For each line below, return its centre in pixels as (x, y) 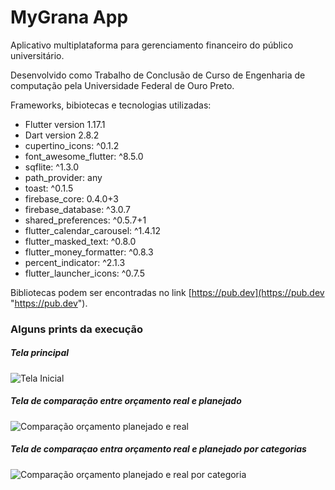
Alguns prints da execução (77, 329)
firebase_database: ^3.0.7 (77, 209)
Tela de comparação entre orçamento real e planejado (126, 401)
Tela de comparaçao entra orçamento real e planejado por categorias (158, 449)
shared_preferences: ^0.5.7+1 (85, 220)
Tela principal (40, 353)
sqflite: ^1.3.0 (52, 167)
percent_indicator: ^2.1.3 (75, 262)
